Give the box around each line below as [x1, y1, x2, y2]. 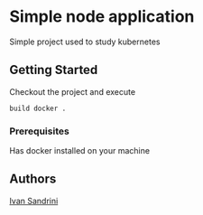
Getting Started [9, 62, 98, 78]
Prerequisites [9, 125, 69, 137]
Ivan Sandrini [9, 195, 59, 206]
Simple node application [9, 6, 195, 27]
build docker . [9, 104, 67, 113]
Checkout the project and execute [9, 86, 136, 97]
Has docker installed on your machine [9, 145, 151, 156]
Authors [9, 172, 57, 187]
